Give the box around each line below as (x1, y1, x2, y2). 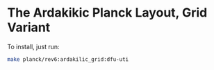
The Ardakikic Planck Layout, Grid (7, 5, 208, 21)
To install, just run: (7, 42, 60, 51)
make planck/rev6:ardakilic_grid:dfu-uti (7, 55, 129, 63)
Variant (7, 19, 51, 35)
